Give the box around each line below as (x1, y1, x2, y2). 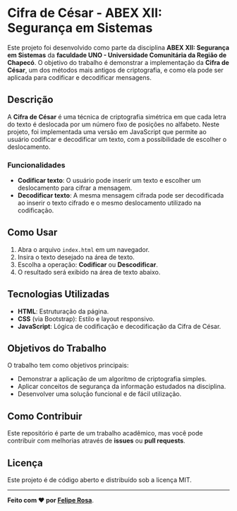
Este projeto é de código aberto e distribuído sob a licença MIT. (7, 476, 192, 484)
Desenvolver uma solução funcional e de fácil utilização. (17, 390, 182, 398)
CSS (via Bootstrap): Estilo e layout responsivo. (17, 314, 155, 323)
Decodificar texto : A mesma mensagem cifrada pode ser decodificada (17, 191, 224, 200)
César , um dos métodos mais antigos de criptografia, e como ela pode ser (7, 66, 224, 74)
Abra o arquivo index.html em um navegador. (17, 245, 150, 253)
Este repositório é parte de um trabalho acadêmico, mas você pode (7, 429, 203, 438)
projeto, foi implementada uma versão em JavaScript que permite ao (7, 127, 207, 136)
